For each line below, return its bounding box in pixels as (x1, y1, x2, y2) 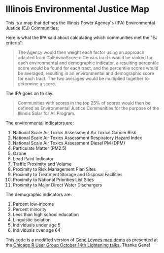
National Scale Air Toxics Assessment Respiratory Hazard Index (12, 135, 142, 141)
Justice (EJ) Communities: (5, 25, 59, 31)
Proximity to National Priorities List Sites (12, 177, 94, 182)
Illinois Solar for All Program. (17, 110, 76, 116)
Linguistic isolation (12, 217, 51, 222)
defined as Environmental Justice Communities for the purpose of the (17, 105, 160, 111)
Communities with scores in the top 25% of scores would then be (17, 100, 151, 106)
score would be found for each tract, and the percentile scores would (17, 65, 159, 71)
